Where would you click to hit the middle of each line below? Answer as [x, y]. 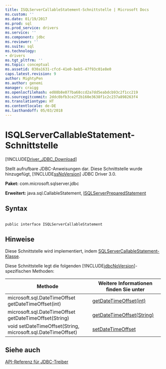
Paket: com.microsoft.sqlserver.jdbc [42, 184]
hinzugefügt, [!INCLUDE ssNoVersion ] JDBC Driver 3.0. [61, 174]
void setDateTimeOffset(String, [43, 326]
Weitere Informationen [125, 283]
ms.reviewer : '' [22, 42]
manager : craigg [22, 88]
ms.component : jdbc [25, 37]
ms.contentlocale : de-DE [31, 106]
